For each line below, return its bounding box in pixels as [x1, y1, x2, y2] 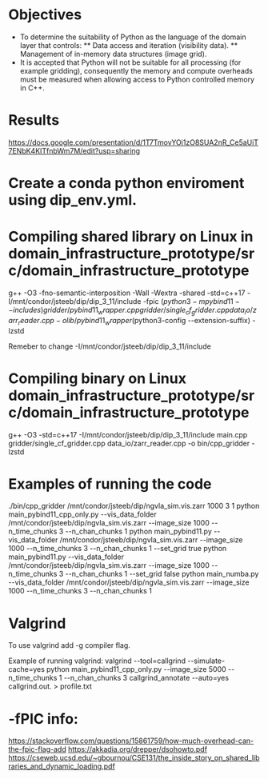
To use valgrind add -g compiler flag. [8, 641, 130, 650]
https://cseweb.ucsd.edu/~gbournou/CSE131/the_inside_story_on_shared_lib [8, 753, 260, 763]
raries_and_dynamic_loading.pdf [8, 761, 116, 771]
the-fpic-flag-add [8, 745, 66, 754]
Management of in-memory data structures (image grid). [19, 49, 207, 58]
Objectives [8, 6, 82, 24]
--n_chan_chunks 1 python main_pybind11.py [65, 526, 212, 537]
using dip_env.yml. [8, 191, 138, 210]
